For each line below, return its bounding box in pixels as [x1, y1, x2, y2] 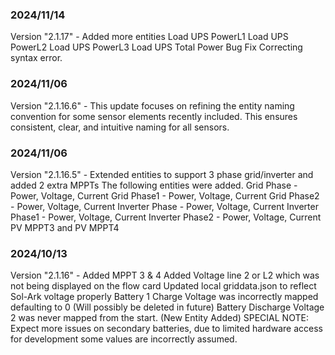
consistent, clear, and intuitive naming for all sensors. [10, 121, 230, 133]
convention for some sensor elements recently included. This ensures [10, 110, 298, 122]
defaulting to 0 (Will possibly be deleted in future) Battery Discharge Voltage [10, 301, 325, 313]
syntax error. [10, 52, 63, 64]
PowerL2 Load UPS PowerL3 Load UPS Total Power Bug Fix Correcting [10, 41, 303, 53]
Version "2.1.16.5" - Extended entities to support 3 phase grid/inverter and [10, 168, 314, 180]
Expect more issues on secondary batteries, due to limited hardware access [10, 323, 323, 335]
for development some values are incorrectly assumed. [10, 333, 238, 345]
